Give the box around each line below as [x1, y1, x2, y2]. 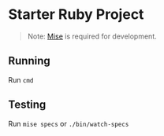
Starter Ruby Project [8, 6, 144, 24]
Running [8, 54, 51, 68]
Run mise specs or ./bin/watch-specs [8, 119, 129, 128]
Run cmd [8, 75, 34, 84]
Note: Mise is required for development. [27, 31, 157, 41]
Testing [8, 98, 47, 112]
